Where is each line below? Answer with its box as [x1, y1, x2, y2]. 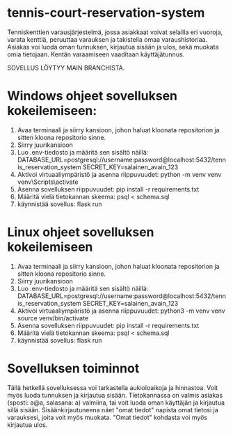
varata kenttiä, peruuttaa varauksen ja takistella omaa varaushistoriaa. [7, 35, 207, 43]
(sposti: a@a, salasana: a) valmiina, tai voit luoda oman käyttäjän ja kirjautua [7, 398, 225, 407]
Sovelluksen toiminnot [7, 361, 140, 376]
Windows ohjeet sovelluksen [7, 88, 178, 104]
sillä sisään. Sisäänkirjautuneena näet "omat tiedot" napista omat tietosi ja [7, 405, 219, 414]
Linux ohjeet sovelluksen [7, 224, 154, 240]
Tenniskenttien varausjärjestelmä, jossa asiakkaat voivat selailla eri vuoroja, [7, 28, 223, 36]
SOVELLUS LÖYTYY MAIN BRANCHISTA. [7, 63, 125, 72]
